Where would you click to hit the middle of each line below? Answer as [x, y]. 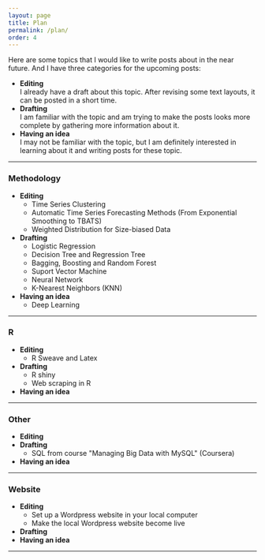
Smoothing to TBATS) [67, 221]
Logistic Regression [63, 246]
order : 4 [22, 37]
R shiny [43, 375]
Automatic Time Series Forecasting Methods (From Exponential [134, 212]
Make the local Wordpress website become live [108, 523]
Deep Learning [56, 304]
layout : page [30, 15]
